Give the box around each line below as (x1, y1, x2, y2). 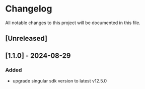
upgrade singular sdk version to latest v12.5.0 (12, 78, 107, 84)
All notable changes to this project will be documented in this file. (5, 20, 141, 26)
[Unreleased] (5, 34, 48, 43)
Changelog (5, 3, 52, 15)
